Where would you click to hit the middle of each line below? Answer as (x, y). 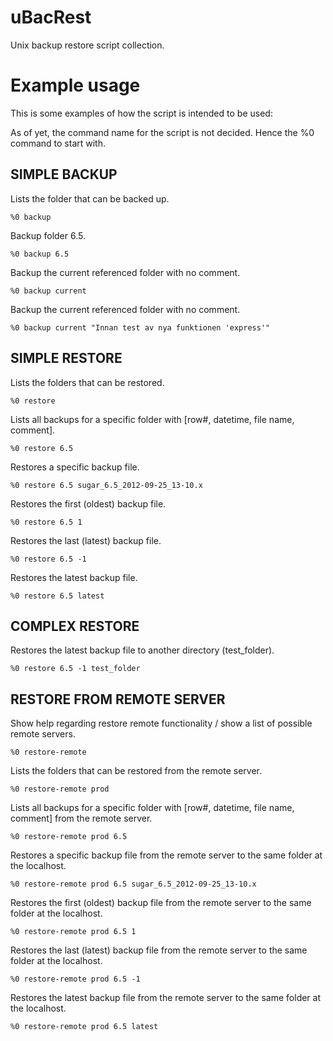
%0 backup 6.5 (40, 254)
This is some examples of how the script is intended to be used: (141, 113)
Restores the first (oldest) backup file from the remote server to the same (161, 903)
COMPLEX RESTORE (75, 626)
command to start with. (58, 143)
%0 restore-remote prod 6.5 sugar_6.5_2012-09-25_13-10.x (133, 884)
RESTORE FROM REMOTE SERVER (118, 699)
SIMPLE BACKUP (64, 174)
